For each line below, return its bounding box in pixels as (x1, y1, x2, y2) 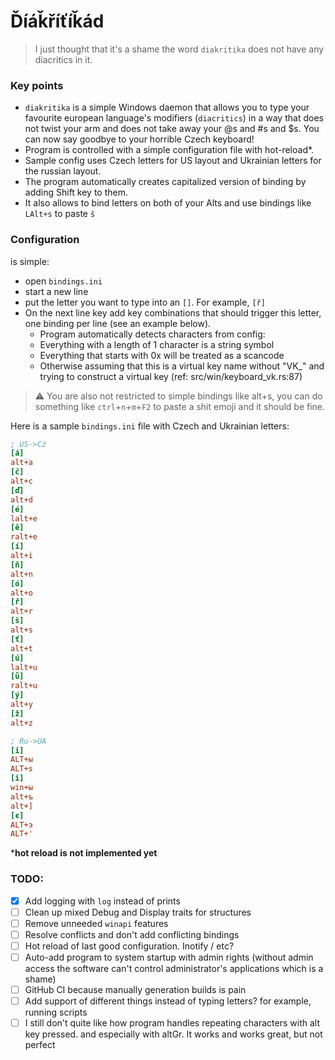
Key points (10, 78, 64, 92)
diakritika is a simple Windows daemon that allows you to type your (24, 101, 310, 114)
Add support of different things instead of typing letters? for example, (24, 995, 312, 1007)
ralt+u (10, 681, 38, 691)
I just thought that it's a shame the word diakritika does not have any (34, 43, 325, 55)
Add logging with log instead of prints (24, 895, 181, 907)
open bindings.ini (24, 275, 103, 287)
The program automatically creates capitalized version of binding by (24, 176, 307, 188)
